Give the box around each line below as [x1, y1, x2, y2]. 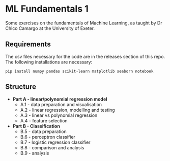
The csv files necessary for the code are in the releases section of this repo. [5, 53, 165, 59]
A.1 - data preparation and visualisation [20, 101, 102, 107]
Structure [5, 82, 37, 91]
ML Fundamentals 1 [5, 3, 89, 15]
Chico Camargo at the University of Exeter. [5, 25, 95, 31]
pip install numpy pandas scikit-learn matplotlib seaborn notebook [5, 69, 154, 74]
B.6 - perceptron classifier [20, 134, 75, 140]
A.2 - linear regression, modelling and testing [20, 107, 116, 113]
